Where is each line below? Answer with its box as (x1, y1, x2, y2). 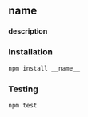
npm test (8, 102, 38, 110)
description (8, 26, 48, 36)
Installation (8, 46, 54, 57)
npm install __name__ (8, 65, 81, 73)
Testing (8, 83, 38, 95)
